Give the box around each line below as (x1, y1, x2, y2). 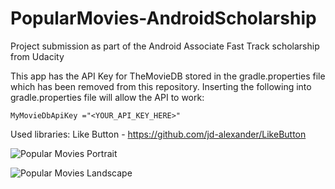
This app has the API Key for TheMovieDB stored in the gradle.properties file (10, 70, 326, 82)
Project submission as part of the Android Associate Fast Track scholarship (10, 40, 320, 52)
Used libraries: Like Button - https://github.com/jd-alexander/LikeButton (10, 128, 307, 140)
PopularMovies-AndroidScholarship (10, 7, 317, 30)
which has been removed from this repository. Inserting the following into (10, 80, 312, 92)
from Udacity (10, 50, 65, 62)
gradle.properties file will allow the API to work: (10, 91, 205, 103)
